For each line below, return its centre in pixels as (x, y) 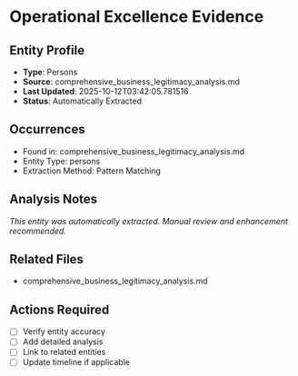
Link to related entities (64, 352)
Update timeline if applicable (76, 362)
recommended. (38, 231)
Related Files (47, 259)
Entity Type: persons (61, 161)
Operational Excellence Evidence (137, 17)
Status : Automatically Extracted (82, 101)
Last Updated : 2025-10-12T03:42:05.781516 (105, 91)
